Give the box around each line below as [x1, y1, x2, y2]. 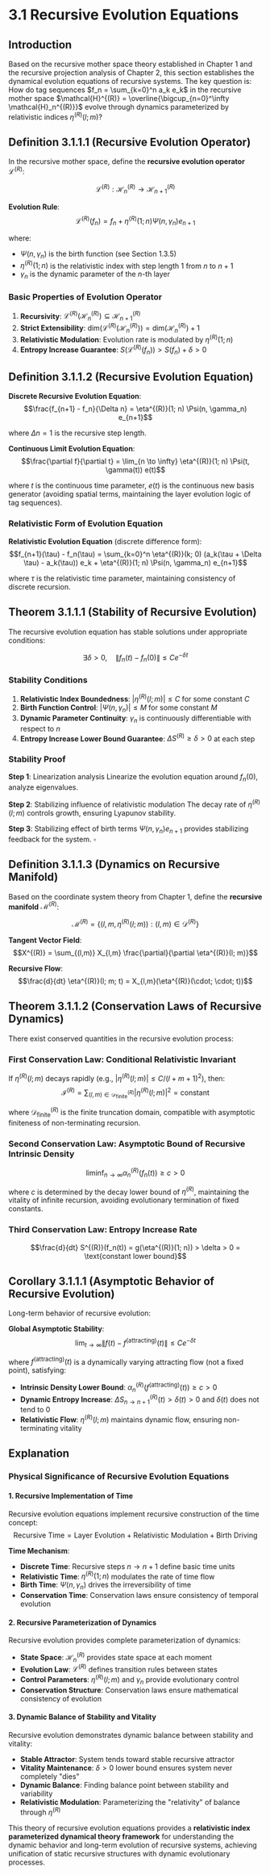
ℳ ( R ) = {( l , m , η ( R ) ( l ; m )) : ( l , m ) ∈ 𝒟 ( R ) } [71, 918, 200, 929]
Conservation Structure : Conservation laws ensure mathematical [19, 1685, 239, 1695]
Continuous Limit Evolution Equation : [8, 444, 135, 454]
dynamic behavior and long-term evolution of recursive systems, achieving [8, 1839, 258, 1850]
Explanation [8, 1447, 70, 1461]
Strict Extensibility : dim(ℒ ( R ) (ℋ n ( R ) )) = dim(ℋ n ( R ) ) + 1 [19, 321, 200, 334]
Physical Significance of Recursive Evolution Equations [8, 1471, 230, 1483]
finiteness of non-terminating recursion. [8, 1118, 141, 1127]
